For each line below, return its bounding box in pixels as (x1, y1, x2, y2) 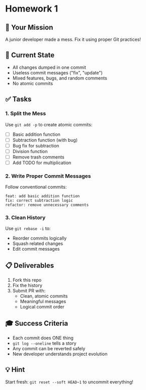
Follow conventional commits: (5, 184, 67, 190)
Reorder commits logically (12, 235, 67, 242)
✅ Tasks (5, 95, 32, 104)
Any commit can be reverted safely (12, 346, 86, 352)
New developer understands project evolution (12, 351, 108, 357)
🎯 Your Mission (5, 23, 53, 32)
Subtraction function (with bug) (12, 137, 78, 143)
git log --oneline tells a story (12, 340, 77, 346)
